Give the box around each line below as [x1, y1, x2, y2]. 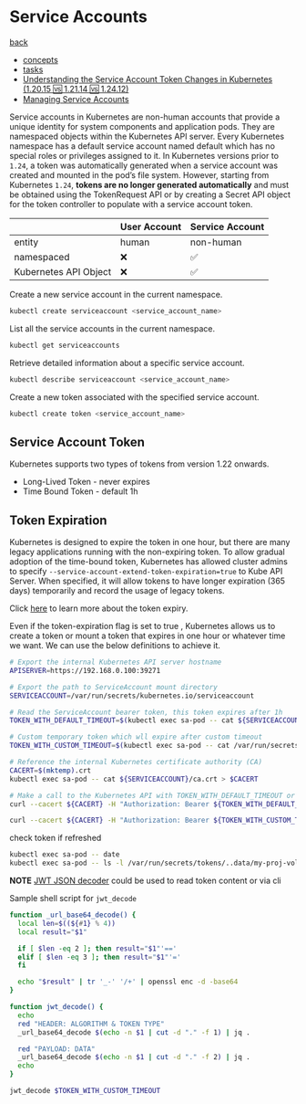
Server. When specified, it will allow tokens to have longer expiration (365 [9, 575, 285, 586]
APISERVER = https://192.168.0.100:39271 [9, 666, 161, 675]
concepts [22, 54, 59, 65]
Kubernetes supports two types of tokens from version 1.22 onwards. [9, 458, 270, 469]
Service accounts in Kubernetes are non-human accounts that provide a [9, 111, 280, 122]
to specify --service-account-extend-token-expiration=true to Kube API [9, 566, 283, 577]
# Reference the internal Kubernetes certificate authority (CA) [9, 758, 262, 767]
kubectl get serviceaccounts [9, 341, 120, 350]
